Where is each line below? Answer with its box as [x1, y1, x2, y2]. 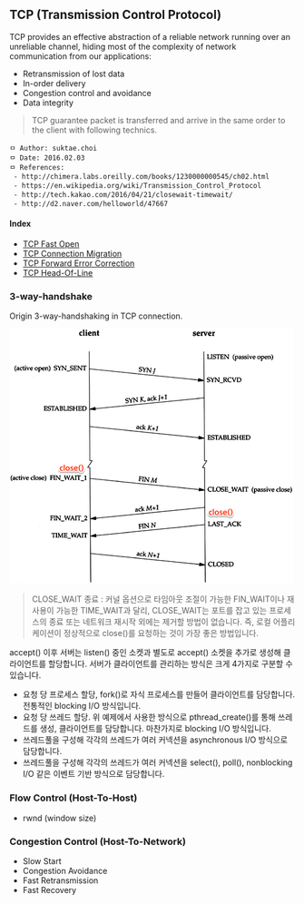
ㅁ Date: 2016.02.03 [9, 153, 85, 162]
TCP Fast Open [22, 239, 80, 250]
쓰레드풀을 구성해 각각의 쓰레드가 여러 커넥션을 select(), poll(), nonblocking [22, 757, 293, 768]
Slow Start [22, 855, 62, 866]
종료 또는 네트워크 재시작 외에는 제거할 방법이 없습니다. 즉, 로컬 [48, 616, 271, 627]
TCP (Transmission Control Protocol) [9, 7, 222, 23]
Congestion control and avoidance [22, 87, 152, 98]
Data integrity [22, 97, 74, 108]
